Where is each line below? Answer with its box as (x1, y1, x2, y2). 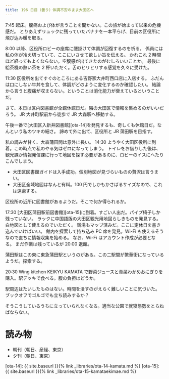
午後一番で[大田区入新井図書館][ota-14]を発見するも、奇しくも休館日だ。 (5, 122, 157, 128)
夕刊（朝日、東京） (12, 353, 53, 359)
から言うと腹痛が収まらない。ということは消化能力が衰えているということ (5, 88, 160, 94)
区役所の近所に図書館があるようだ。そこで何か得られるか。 (5, 198, 129, 204)
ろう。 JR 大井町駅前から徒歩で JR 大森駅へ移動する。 (5, 111, 118, 117)
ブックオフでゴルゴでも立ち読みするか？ (5, 292, 89, 298)
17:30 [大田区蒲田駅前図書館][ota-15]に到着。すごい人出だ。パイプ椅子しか (5, 209, 160, 215)
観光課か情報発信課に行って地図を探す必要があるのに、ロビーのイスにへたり (5, 151, 164, 157)
